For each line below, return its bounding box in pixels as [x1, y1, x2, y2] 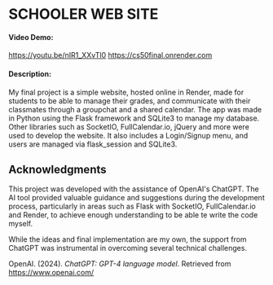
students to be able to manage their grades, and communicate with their [8, 95, 251, 106]
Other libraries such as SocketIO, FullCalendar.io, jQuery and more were [8, 121, 250, 131]
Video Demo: [8, 32, 54, 42]
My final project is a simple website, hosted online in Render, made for [8, 87, 244, 97]
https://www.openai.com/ [8, 268, 95, 278]
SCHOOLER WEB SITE [8, 5, 159, 24]
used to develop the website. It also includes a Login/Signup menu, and [8, 130, 249, 140]
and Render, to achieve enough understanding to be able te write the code [8, 210, 258, 220]
